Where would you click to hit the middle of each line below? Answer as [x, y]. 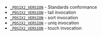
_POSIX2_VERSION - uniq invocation [44, 23]
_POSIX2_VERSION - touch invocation [46, 28]
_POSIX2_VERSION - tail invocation [43, 12]
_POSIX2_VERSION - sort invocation [44, 18]
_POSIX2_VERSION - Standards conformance [53, 7]
